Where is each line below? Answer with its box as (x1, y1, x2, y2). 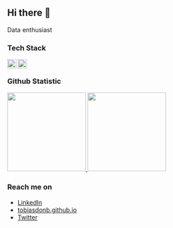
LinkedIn (17, 198, 43, 206)
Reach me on (7, 183, 52, 192)
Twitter (17, 213, 38, 221)
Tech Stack (7, 43, 47, 52)
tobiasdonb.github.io (17, 206, 77, 214)
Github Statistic (7, 76, 61, 86)
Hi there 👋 (7, 7, 51, 19)
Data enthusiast (7, 25, 52, 34)
